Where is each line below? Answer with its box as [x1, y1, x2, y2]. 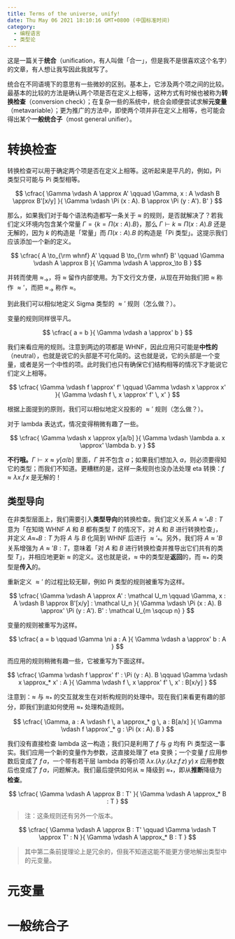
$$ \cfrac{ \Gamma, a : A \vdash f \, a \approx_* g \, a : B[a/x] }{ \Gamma [13, 718, 222, 726]
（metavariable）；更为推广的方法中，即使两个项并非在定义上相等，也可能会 [7, 106, 226, 115]
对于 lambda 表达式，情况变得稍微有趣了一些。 [7, 419, 143, 428]
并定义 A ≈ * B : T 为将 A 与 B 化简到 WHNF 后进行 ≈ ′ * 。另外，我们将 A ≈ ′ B [7, 534, 222, 544]
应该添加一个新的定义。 [7, 237, 75, 246]
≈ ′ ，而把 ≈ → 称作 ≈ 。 [17, 283, 80, 293]
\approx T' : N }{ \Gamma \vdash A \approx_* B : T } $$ [38, 833, 197, 842]
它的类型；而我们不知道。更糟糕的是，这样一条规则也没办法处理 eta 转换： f [7, 464, 225, 472]
